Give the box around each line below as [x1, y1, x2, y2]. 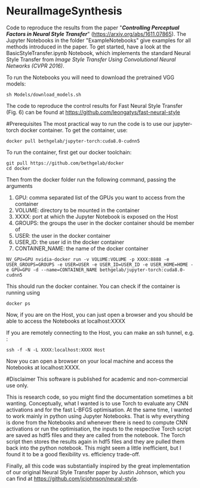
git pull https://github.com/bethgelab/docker [6, 160, 124, 166]
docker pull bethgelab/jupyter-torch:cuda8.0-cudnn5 [6, 138, 140, 144]
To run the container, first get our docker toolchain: [6, 148, 132, 156]
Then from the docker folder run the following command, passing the [6, 175, 176, 183]
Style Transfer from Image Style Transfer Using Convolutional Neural [6, 56, 176, 63]
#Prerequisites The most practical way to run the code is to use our [6, 120, 172, 127]
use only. [6, 381, 29, 389]
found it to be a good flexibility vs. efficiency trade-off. [6, 450, 140, 457]
